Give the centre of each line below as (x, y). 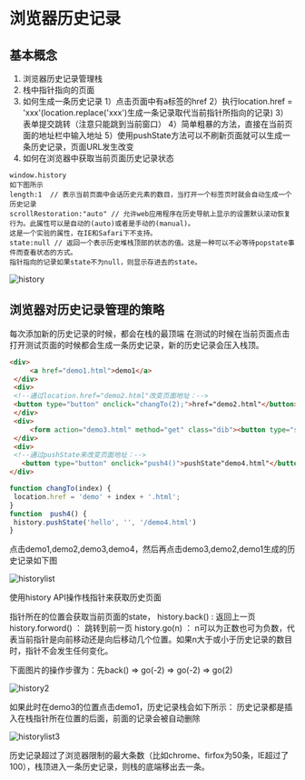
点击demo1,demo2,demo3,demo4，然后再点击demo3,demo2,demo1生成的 (148, 549)
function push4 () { (49, 514)
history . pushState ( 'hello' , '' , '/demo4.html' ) (105, 522)
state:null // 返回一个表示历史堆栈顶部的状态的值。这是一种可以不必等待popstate (149, 243)
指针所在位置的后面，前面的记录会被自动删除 (117, 718)
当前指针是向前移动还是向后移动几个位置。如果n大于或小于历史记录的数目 (155, 640)
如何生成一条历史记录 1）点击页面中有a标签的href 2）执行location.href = (157, 101)
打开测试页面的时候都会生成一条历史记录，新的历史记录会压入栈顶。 (137, 345)
